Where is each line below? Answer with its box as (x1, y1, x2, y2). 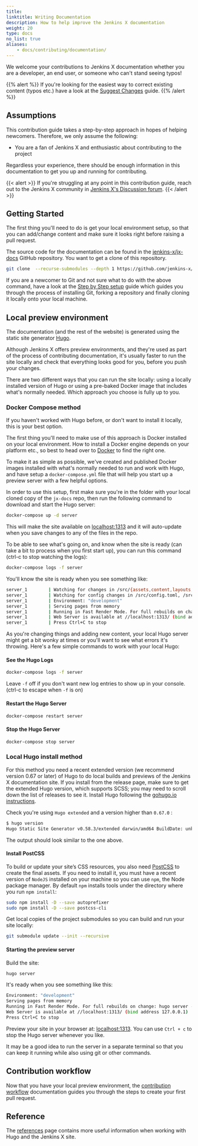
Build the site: (6, 959, 39, 966)
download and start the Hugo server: (6, 501, 95, 508)
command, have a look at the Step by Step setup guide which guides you (6, 283, 184, 290)
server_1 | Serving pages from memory (6, 603, 120, 609)
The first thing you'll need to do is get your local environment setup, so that (6, 225, 189, 232)
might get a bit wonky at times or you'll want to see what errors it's (6, 637, 168, 644)
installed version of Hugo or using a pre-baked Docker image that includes (6, 383, 187, 390)
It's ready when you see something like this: (6, 981, 113, 988)
